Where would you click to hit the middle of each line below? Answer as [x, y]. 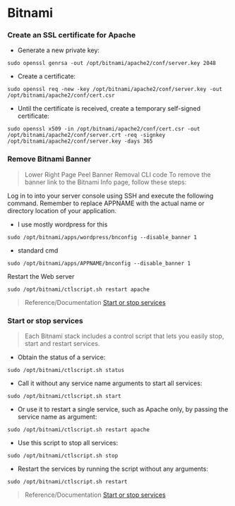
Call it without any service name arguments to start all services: [110, 383]
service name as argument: [57, 417]
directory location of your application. [62, 210]
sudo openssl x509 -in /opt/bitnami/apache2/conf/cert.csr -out [104, 129]
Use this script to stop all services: [68, 443]
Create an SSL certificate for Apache [72, 35]
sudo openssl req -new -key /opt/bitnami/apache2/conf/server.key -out [115, 90]
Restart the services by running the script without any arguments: [113, 469]
